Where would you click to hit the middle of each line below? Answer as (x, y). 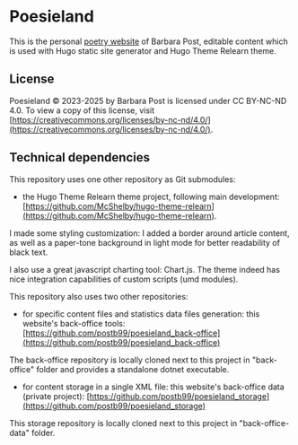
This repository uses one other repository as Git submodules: (123, 179)
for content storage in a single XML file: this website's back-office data (153, 387)
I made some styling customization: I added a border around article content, (149, 233)
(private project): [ (56, 396)
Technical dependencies (80, 157)
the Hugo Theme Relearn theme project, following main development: (151, 196)
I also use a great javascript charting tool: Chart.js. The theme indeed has (145, 269)
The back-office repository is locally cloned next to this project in (130, 360)
